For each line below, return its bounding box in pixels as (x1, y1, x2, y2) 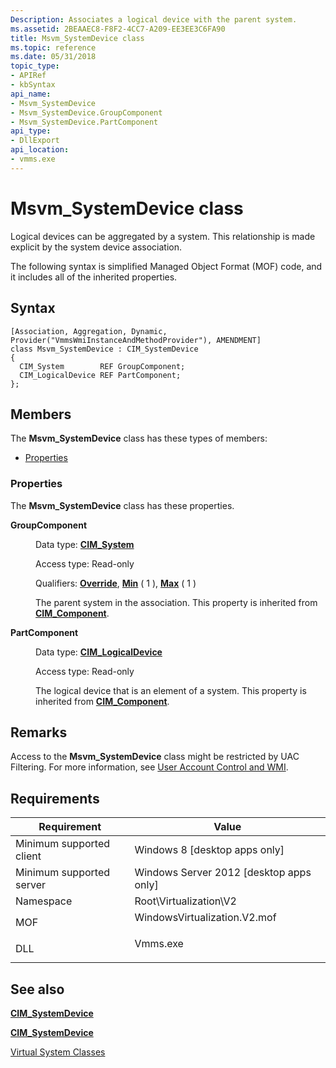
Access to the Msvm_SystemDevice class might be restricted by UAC (10, 751, 300, 763)
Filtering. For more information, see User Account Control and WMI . (10, 761, 289, 773)
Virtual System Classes (10, 1046, 106, 1058)
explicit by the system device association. (10, 241, 183, 253)
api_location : (10, 145, 70, 155)
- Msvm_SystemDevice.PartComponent (10, 117, 159, 127)
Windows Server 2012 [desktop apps (134, 866, 312, 880)
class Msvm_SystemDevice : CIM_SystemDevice (10, 344, 199, 354)
